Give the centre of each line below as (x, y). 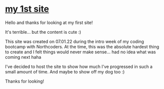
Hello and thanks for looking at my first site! (49, 22)
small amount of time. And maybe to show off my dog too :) (65, 71)
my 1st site (27, 9)
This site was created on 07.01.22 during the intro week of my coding (75, 41)
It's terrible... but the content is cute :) (43, 32)
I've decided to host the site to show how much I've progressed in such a (79, 67)
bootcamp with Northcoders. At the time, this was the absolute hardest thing (82, 46)
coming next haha (23, 57)
